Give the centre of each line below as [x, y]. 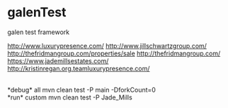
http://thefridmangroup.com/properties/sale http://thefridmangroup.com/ [114, 53]
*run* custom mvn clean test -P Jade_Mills [70, 97]
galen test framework [38, 32]
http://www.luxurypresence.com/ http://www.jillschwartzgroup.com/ [107, 45]
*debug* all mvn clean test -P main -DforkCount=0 [81, 90]
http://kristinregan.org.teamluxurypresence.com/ [79, 68]
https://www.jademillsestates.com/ [58, 60]
